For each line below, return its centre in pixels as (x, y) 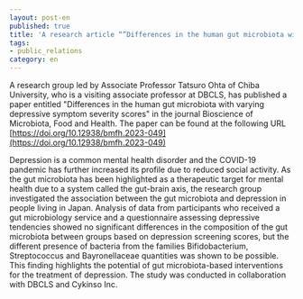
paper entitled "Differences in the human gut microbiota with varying (137, 104)
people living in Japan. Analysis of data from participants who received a (145, 208)
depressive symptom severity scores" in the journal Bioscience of (132, 114)
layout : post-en (40, 18)
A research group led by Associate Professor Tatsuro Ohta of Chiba (134, 85)
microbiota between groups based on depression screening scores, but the (149, 236)
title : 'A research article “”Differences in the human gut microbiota (147, 34)
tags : (19, 43)
